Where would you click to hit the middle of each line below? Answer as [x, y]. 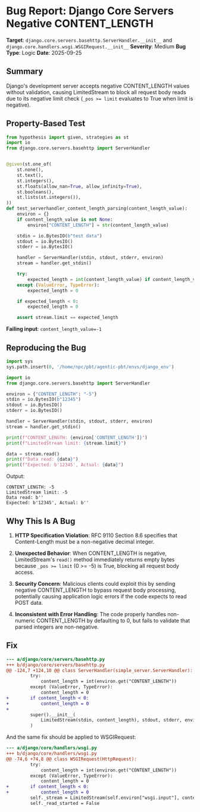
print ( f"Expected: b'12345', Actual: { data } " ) [65, 465]
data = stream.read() [33, 454]
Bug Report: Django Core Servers [90, 11]
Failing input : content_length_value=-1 [54, 329]
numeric [25, 620]
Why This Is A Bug [41, 521]
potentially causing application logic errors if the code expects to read [101, 596]
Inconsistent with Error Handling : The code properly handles [90, 614]
